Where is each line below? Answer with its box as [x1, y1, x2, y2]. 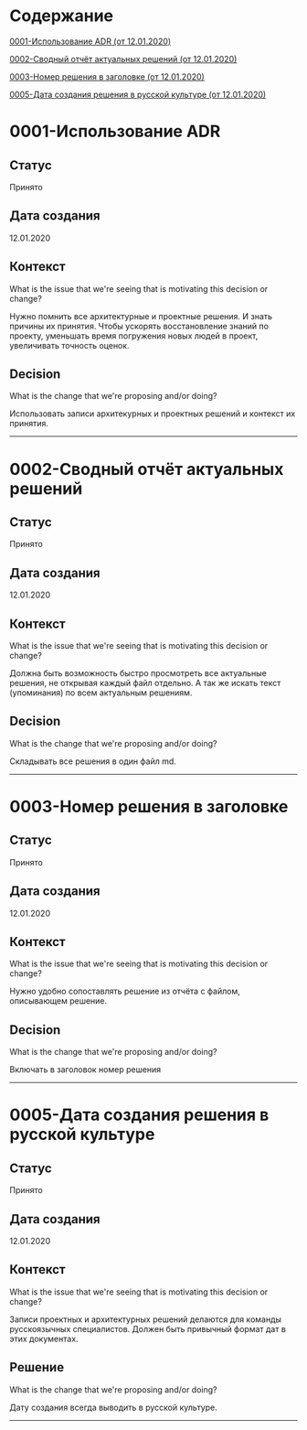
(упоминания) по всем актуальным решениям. [9, 687, 193, 698]
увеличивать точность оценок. [9, 339, 130, 350]
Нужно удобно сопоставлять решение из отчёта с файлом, [9, 985, 240, 997]
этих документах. [9, 1333, 79, 1344]
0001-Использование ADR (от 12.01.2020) [9, 36, 172, 47]
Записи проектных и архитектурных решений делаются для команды [9, 1314, 281, 1325]
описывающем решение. [9, 995, 108, 1006]
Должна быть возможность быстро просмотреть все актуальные [9, 668, 268, 678]
